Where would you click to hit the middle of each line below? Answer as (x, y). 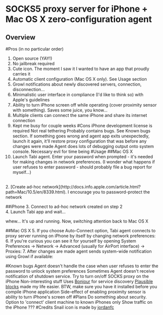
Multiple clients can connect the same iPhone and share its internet (80, 115)
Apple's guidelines (31, 100)
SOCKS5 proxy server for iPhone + (77, 9)
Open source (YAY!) (32, 58)
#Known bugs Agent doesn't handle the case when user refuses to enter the (82, 266)
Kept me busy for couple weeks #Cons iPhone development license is (82, 126)
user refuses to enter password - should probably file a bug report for (82, 167)
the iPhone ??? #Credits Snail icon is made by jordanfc (60, 307)
